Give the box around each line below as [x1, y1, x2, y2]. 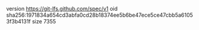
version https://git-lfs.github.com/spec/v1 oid [6, 5, 118, 12]
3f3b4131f [6, 18, 31, 25]
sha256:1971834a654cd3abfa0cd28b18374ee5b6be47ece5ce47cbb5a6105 [6, 11, 194, 19]
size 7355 [32, 18, 56, 25]
